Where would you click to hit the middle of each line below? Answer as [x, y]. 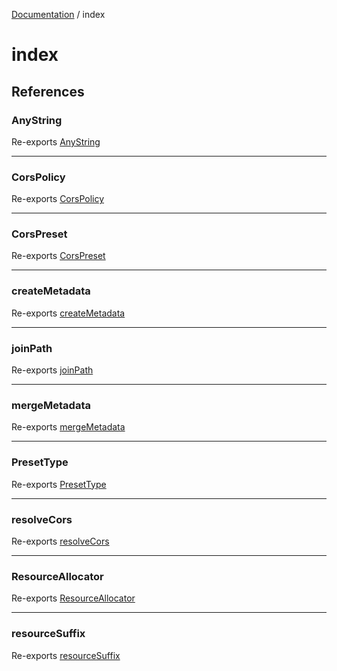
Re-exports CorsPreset [58, 256]
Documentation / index [58, 14]
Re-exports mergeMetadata [68, 427]
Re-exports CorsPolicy [58, 199]
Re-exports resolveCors [60, 541]
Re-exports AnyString [56, 141]
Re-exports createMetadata [68, 313]
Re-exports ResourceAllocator [73, 598]
